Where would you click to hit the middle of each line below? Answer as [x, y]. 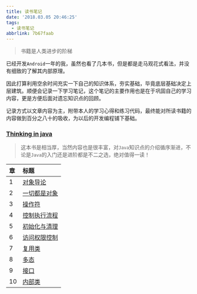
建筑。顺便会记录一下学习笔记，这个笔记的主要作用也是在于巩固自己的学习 [101, 91]
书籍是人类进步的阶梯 [46, 51]
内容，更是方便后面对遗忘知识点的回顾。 [55, 99]
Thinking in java [29, 134]
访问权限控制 [40, 238]
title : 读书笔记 [24, 12]
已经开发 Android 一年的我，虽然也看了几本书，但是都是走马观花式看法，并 [95, 64]
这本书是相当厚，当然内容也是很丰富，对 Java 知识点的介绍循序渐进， [103, 148]
